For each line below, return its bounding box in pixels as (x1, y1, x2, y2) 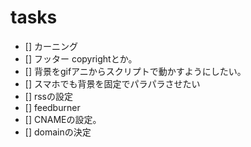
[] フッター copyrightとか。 (24, 52, 138, 65)
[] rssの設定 (24, 90, 73, 102)
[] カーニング (24, 40, 78, 52)
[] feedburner (24, 101, 81, 113)
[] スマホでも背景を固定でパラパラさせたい (24, 77, 201, 90)
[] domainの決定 (24, 126, 92, 138)
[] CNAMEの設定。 (24, 113, 102, 125)
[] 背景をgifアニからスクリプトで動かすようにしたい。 (24, 65, 247, 77)
